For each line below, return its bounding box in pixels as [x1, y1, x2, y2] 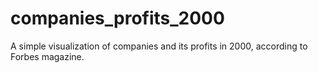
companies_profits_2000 [10, 7, 225, 30]
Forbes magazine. [10, 50, 85, 62]
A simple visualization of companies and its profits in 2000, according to [10, 40, 308, 52]
